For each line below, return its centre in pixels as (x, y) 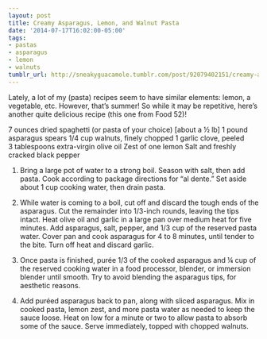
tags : (17, 38)
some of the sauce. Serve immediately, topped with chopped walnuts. (134, 326)
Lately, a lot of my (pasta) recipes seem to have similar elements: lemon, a (130, 97)
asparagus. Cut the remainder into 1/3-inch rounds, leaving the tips (130, 210)
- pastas (23, 45)
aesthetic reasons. (50, 285)
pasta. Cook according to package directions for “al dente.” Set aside (133, 179)
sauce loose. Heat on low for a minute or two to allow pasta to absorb (133, 318)
